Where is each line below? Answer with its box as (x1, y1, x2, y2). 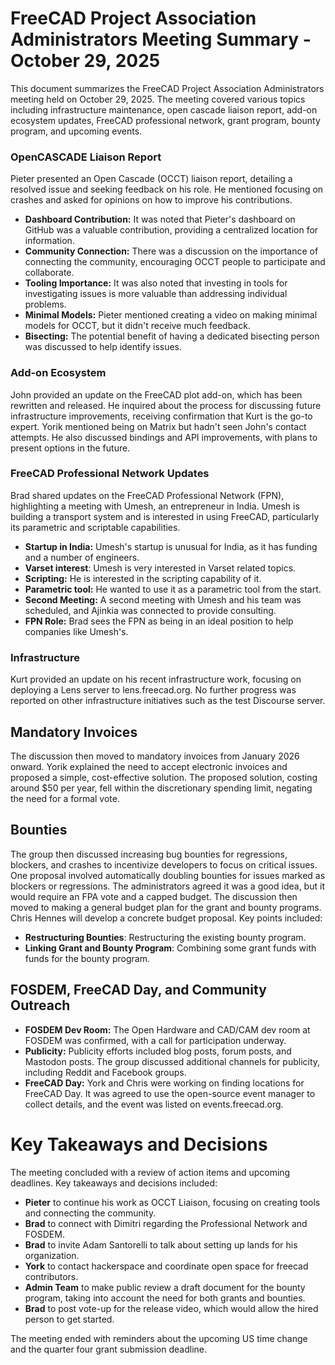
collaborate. (24, 267, 75, 279)
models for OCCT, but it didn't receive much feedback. (24, 320, 251, 332)
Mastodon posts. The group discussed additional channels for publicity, (24, 1055, 321, 1067)
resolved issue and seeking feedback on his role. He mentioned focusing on (10, 183, 324, 196)
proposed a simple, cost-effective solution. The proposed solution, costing (10, 771, 318, 783)
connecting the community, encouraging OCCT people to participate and (24, 256, 326, 268)
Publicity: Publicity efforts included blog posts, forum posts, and (24, 1045, 292, 1057)
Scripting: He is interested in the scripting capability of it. (24, 572, 262, 584)
